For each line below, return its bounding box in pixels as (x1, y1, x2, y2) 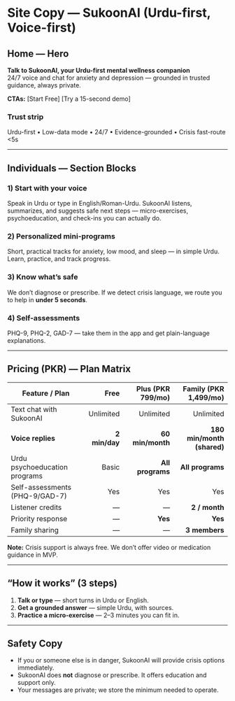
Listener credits (10, 502, 62, 512)
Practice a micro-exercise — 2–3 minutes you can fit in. (17, 611, 180, 619)
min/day (92, 437, 120, 447)
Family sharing (10, 525, 59, 534)
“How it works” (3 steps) (7, 577, 117, 589)
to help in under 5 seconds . (7, 295, 87, 304)
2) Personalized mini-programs (7, 231, 115, 241)
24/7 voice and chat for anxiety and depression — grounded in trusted (7, 73, 211, 82)
